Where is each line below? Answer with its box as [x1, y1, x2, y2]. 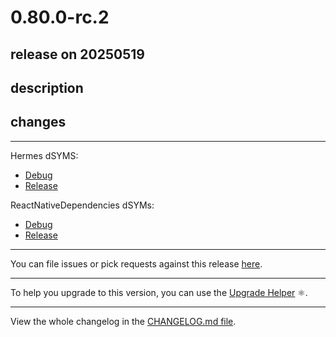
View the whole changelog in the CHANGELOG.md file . [10, 315, 237, 327]
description [10, 79, 84, 96]
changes [10, 114, 67, 131]
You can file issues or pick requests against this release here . [10, 257, 263, 270]
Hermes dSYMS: [10, 149, 79, 161]
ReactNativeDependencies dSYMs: [10, 199, 155, 211]
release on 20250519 [10, 46, 145, 63]
